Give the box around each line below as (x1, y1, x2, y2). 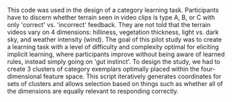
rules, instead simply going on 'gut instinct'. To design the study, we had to (7, 58, 220, 65)
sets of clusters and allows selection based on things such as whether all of (7, 80, 224, 87)
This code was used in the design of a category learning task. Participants (7, 6, 220, 14)
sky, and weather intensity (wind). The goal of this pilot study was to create (7, 35, 222, 44)
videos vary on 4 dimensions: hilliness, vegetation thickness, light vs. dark (7, 28, 220, 36)
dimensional (7, 72, 42, 80)
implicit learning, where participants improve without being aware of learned (7, 50, 225, 58)
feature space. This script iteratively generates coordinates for (43, 72, 222, 80)
